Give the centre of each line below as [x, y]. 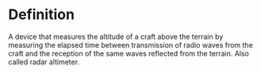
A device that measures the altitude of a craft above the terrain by [116, 36]
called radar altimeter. [44, 62]
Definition [42, 15]
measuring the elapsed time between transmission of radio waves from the [131, 44]
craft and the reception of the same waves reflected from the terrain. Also [129, 53]
